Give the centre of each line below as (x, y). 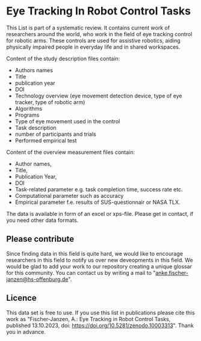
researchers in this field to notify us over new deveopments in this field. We (100, 260)
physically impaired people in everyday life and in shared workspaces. (93, 47)
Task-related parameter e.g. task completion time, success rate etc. (99, 189)
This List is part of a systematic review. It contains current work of (88, 28)
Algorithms (29, 108)
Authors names (34, 70)
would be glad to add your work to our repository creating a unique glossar (99, 266)
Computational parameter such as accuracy (69, 195)
